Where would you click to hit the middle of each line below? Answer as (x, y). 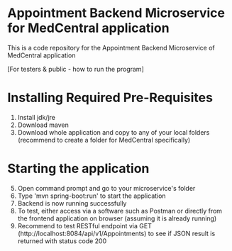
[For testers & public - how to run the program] (76, 69)
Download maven (43, 125)
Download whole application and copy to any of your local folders (114, 132)
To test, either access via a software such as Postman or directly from (120, 211)
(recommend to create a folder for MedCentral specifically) (104, 140)
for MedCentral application (88, 28)
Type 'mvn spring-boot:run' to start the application (92, 196)
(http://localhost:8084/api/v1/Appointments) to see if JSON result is (116, 233)
